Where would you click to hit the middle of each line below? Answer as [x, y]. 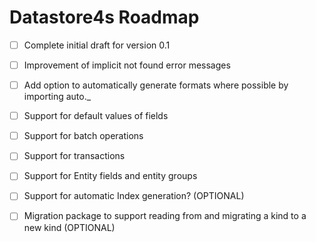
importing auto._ [57, 97]
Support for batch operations [83, 136]
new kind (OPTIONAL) [69, 227]
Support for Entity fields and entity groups [110, 176]
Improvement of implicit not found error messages [127, 65]
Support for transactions [74, 156]
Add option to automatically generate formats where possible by [156, 85]
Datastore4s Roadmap [104, 17]
